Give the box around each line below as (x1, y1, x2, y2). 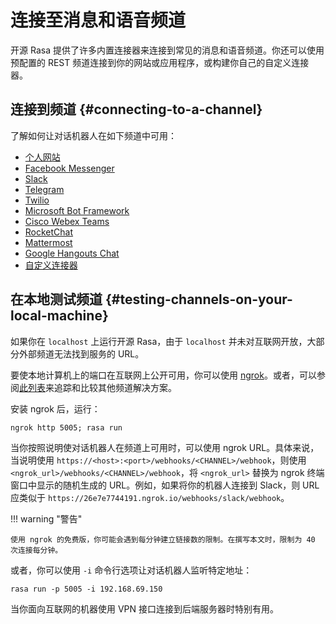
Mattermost (24, 236, 73, 248)
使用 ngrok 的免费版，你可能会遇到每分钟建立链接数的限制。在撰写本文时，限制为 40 (10, 534, 316, 545)
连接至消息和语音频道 (10, 9, 187, 32)
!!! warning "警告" (10, 512, 83, 525)
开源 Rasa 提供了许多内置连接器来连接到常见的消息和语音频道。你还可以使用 (10, 44, 325, 56)
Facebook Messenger (24, 162, 115, 174)
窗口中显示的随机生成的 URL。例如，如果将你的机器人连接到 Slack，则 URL (10, 479, 320, 491)
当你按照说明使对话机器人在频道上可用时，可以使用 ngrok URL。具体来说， (10, 441, 320, 453)
